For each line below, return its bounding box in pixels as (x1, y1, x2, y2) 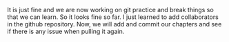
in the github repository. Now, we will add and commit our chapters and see (7, 20, 222, 28)
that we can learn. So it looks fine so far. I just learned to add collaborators (7, 13, 219, 21)
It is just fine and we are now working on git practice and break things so (7, 6, 214, 14)
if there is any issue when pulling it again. (7, 27, 125, 35)
